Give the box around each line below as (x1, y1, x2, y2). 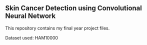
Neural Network (5, 12, 56, 20)
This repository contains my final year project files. (5, 25, 110, 31)
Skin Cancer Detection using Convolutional (5, 4, 142, 12)
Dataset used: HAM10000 (5, 34, 58, 40)
